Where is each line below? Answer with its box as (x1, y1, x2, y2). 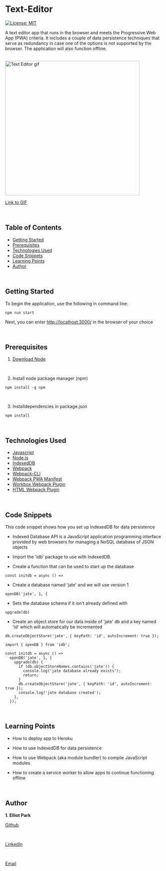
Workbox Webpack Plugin (12, 481, 66, 487)
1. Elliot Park (5, 812, 31, 818)
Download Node (12, 356, 46, 362)
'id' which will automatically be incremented (12, 624, 103, 630)
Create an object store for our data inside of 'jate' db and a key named (12, 619, 157, 624)
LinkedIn (5, 841, 23, 847)
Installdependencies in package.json (12, 404, 88, 410)
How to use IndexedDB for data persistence (12, 745, 102, 751)
